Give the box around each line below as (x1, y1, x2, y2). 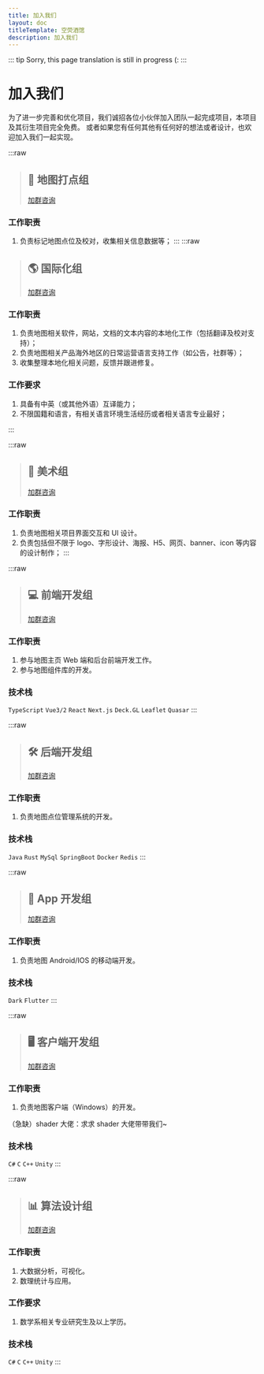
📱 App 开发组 (27, 892, 92, 906)
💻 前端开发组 (27, 589, 93, 602)
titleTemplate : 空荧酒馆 (8, 26, 85, 34)
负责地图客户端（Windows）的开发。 (19, 1102, 140, 1112)
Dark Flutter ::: (8, 996, 58, 1005)
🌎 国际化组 (27, 262, 83, 275)
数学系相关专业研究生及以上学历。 (19, 1316, 131, 1326)
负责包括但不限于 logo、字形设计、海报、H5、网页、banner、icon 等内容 (19, 537, 257, 548)
